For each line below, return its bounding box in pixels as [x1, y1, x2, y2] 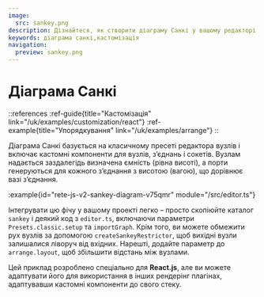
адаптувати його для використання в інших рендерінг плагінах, [8, 271, 223, 280]
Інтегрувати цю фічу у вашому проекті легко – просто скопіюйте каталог [8, 205, 255, 215]
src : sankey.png [15, 19, 69, 27]
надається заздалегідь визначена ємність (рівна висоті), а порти [8, 158, 228, 167]
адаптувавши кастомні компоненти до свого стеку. [8, 279, 182, 289]
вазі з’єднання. [8, 174, 58, 184]
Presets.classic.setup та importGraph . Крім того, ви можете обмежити [8, 222, 245, 231]
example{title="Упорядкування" [8, 125, 115, 135]
